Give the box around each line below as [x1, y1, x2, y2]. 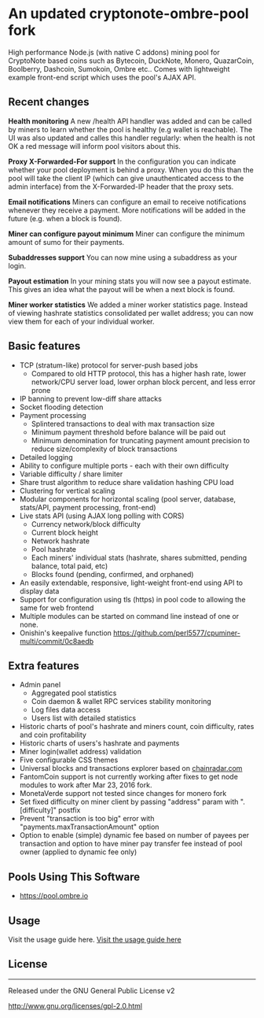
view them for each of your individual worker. [8, 317, 155, 326]
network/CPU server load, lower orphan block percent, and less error [31, 377, 256, 387]
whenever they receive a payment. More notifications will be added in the [8, 205, 246, 215]
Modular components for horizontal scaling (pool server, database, [19, 494, 236, 504]
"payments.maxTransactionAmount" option [19, 822, 159, 831]
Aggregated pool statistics [31, 688, 117, 698]
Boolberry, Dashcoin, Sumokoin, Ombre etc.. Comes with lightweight [8, 64, 230, 73]
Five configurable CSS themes [19, 755, 119, 764]
